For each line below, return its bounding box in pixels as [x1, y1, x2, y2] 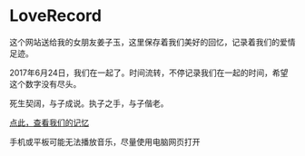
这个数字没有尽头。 [9, 78, 82, 89]
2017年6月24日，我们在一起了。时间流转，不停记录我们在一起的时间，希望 [9, 67, 289, 78]
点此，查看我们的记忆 [9, 117, 89, 128]
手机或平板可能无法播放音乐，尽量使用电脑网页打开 [9, 136, 201, 147]
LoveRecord [9, 5, 103, 26]
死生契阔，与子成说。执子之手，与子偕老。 [9, 97, 169, 109]
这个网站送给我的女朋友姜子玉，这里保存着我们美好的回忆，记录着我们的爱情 [9, 36, 296, 47]
